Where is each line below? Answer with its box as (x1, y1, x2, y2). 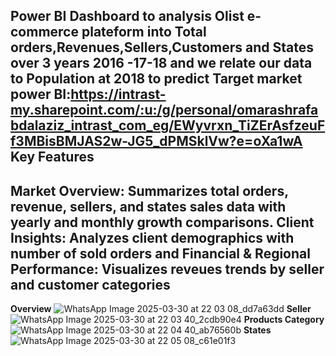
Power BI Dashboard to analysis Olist (10, 8, 245, 25)
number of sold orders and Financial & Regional (10, 245, 311, 262)
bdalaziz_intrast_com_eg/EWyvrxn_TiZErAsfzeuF (10, 117, 326, 134)
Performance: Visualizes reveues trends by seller (10, 260, 325, 278)
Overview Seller (10, 303, 312, 315)
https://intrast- (70, 86, 167, 103)
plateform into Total (81, 24, 207, 41)
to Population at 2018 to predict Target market (10, 70, 303, 88)
